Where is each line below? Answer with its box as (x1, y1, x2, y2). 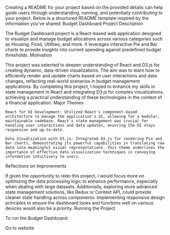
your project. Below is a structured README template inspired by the (5, 15, 149, 21)
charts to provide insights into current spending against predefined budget (5, 47, 161, 52)
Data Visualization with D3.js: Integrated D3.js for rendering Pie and (5, 136, 162, 141)
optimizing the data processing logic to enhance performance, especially (5, 178, 158, 184)
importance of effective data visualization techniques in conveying (5, 150, 156, 155)
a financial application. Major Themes (5, 100, 84, 106)
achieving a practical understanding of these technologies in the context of (5, 94, 162, 100)
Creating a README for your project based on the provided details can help (5, 5, 163, 10)
